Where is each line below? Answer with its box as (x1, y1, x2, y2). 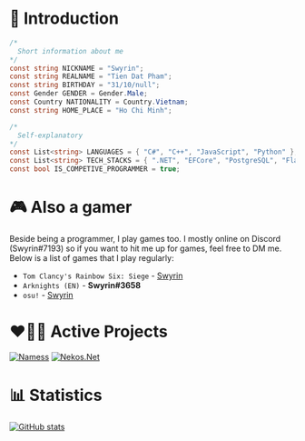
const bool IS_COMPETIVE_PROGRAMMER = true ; (9, 165, 181, 174)
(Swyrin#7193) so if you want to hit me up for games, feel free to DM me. (9, 243, 282, 254)
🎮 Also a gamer (9, 197, 133, 217)
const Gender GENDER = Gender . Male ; (9, 89, 148, 98)
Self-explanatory (17, 131, 84, 140)
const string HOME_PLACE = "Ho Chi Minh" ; (9, 105, 172, 115)
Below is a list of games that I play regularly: (9, 253, 174, 263)
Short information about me (17, 46, 124, 55)
